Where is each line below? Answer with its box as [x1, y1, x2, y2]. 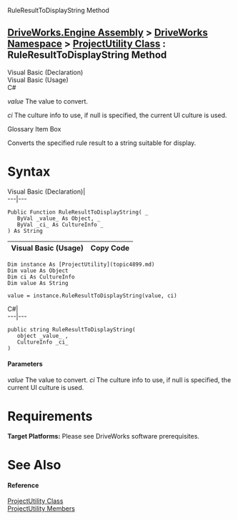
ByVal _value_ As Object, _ [16, 214, 101, 222]
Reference [7, 481, 39, 489]
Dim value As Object [7, 267, 69, 274]
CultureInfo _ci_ [16, 339, 69, 346]
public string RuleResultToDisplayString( [7, 326, 136, 333]
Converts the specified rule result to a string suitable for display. [7, 139, 197, 147]
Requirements [7, 409, 93, 424]
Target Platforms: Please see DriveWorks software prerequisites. [7, 431, 200, 440]
